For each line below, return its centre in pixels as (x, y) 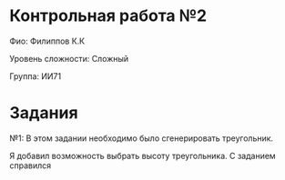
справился (31, 165)
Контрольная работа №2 (108, 16)
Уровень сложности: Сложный (69, 58)
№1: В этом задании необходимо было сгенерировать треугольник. (142, 138)
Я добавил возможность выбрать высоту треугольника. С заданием (142, 155)
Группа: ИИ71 (36, 76)
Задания (44, 113)
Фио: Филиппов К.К (47, 41)
